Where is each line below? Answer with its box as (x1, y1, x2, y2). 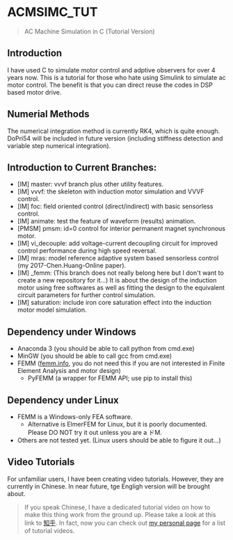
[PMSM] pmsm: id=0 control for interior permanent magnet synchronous (17, 224, 226, 233)
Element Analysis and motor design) (17, 367, 122, 375)
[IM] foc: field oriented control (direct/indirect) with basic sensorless (17, 202, 214, 211)
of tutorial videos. (24, 526, 75, 534)
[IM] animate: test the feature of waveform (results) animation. (17, 217, 196, 225)
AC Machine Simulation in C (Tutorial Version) (24, 27, 155, 35)
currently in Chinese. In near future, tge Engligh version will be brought (7, 482, 210, 491)
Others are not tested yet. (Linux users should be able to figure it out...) (17, 436, 221, 444)
